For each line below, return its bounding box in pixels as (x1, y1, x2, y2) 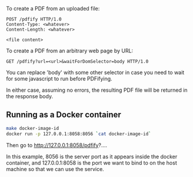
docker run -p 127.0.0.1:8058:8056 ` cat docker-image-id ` (6, 131, 151, 137)
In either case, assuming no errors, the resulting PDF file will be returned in (6, 86, 188, 93)
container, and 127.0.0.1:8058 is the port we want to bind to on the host (6, 159, 178, 166)
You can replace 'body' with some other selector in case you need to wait (6, 69, 185, 76)
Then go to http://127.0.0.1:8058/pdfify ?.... (6, 141, 108, 149)
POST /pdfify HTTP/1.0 (6, 16, 62, 22)
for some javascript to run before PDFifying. (6, 75, 113, 82)
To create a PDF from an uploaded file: (6, 5, 100, 12)
